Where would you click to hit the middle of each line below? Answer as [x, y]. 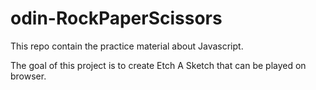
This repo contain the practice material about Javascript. [127, 46]
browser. [28, 76]
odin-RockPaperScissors [116, 18]
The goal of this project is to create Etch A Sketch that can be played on [158, 65]
